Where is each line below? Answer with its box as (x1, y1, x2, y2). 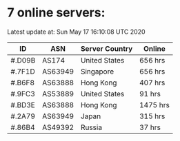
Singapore (80, 67, 114, 76)
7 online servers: (7, 5, 106, 21)
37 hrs (139, 122, 161, 132)
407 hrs (139, 78, 166, 87)
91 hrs (139, 89, 161, 98)
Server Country (80, 43, 133, 53)
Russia (80, 122, 102, 132)
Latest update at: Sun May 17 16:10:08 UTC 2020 (7, 28, 146, 36)
